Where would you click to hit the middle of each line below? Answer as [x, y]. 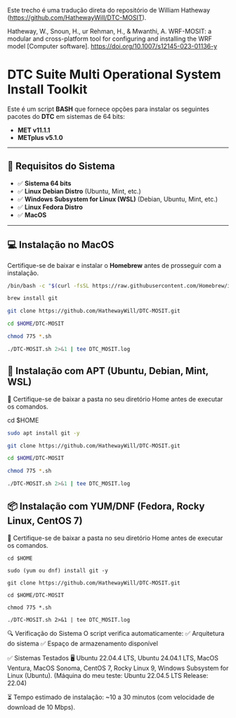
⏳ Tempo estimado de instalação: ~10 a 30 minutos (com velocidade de [111, 697]
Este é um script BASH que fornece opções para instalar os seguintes [108, 109]
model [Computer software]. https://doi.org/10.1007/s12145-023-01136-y [112, 46]
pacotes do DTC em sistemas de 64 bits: [66, 116]
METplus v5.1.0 [40, 137]
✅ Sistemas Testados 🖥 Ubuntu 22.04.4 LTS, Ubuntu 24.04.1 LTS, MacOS [113, 658]
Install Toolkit [47, 90]
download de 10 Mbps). [41, 707]
